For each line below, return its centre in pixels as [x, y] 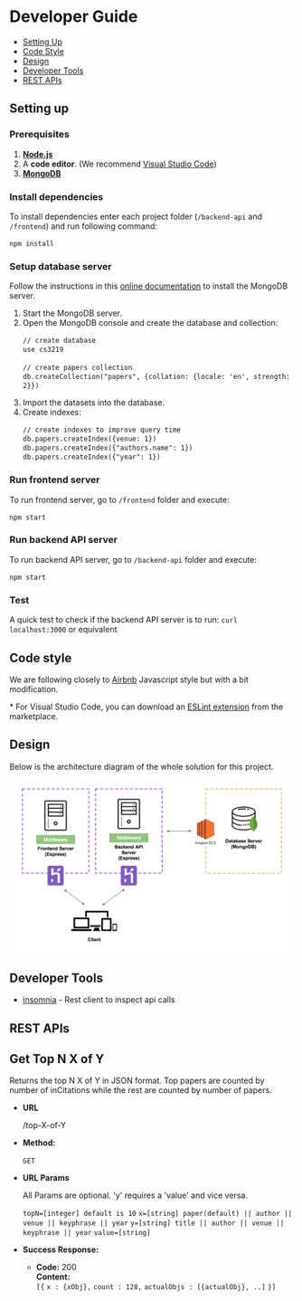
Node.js [38, 154]
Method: [39, 1143]
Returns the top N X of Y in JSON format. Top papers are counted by [137, 1081]
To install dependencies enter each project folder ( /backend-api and [136, 216]
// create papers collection [77, 368]
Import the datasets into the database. [94, 403]
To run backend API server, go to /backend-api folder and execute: [133, 559]
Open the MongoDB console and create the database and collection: [150, 323]
